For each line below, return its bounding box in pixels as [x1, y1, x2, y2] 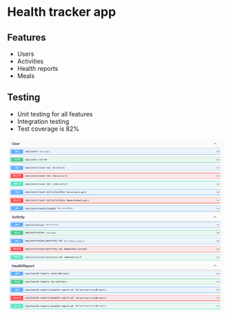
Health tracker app [7, 4, 116, 20]
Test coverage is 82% [17, 125, 80, 133]
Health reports [17, 65, 59, 72]
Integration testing [17, 117, 70, 125]
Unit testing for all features [17, 109, 93, 118]
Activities [17, 57, 44, 65]
